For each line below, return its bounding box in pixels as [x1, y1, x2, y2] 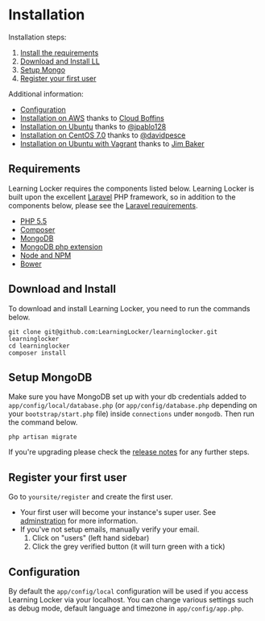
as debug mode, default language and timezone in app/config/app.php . [8, 603, 244, 613]
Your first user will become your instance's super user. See [19, 508, 216, 517]
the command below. [8, 417, 78, 427]
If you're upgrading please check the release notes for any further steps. [8, 447, 250, 457]
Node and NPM [19, 250, 72, 260]
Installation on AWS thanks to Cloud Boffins [19, 113, 165, 122]
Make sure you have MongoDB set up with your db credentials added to [8, 392, 247, 401]
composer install [8, 348, 67, 357]
